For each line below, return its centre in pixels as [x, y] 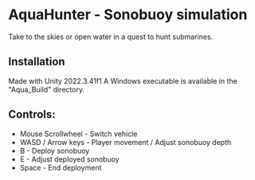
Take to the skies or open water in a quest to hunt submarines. [111, 37]
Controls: [32, 114]
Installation [37, 62]
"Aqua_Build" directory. [47, 89]
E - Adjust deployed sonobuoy [69, 159]
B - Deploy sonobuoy [55, 151]
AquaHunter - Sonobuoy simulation [128, 15]
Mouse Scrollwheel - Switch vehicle [78, 134]
